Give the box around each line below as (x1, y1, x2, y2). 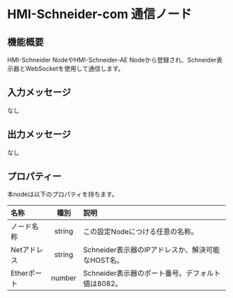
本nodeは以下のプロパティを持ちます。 (7, 190, 119, 198)
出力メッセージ (7, 129, 71, 141)
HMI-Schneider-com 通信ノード (7, 6, 192, 22)
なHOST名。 (83, 256, 123, 265)
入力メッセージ (7, 87, 71, 98)
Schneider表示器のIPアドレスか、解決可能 (83, 245, 221, 255)
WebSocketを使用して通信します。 (25, 64, 125, 73)
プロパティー (7, 170, 62, 182)
